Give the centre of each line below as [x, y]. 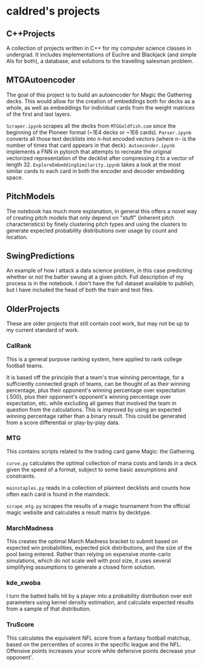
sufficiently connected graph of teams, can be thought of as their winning [98, 384]
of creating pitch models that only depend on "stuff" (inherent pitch [90, 217]
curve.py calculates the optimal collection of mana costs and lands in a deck [101, 463]
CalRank [19, 346]
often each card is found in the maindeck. [58, 494]
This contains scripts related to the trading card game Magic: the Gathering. [101, 451]
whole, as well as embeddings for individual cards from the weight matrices [101, 107]
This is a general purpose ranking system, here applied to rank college [94, 359]
